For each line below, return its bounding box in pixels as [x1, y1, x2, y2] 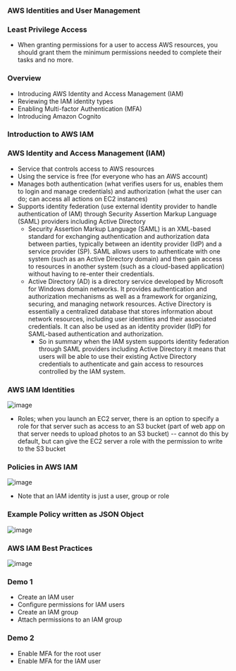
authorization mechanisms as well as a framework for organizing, [27, 292, 218, 300]
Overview [7, 73, 42, 83]
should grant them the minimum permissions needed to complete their [17, 48, 222, 57]
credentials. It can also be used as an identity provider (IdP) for [27, 322, 211, 331]
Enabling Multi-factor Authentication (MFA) [17, 105, 142, 113]
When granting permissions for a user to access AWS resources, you [17, 41, 218, 49]
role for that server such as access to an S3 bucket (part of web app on [17, 422, 225, 431]
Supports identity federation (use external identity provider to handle [17, 202, 217, 210]
